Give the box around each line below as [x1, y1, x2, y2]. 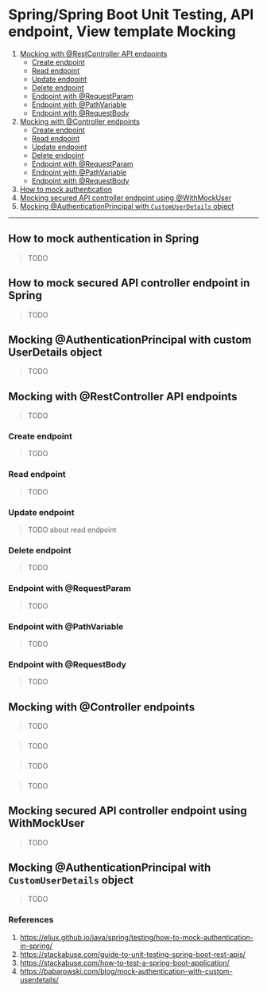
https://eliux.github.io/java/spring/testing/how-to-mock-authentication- [19, 932, 254, 942]
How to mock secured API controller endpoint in [8, 277, 250, 290]
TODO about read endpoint [27, 525, 117, 535]
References [8, 915, 54, 926]
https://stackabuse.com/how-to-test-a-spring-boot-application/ [19, 958, 230, 967]
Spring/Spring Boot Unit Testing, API [8, 6, 254, 24]
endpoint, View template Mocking [8, 22, 236, 41]
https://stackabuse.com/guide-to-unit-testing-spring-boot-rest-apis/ [19, 949, 246, 959]
